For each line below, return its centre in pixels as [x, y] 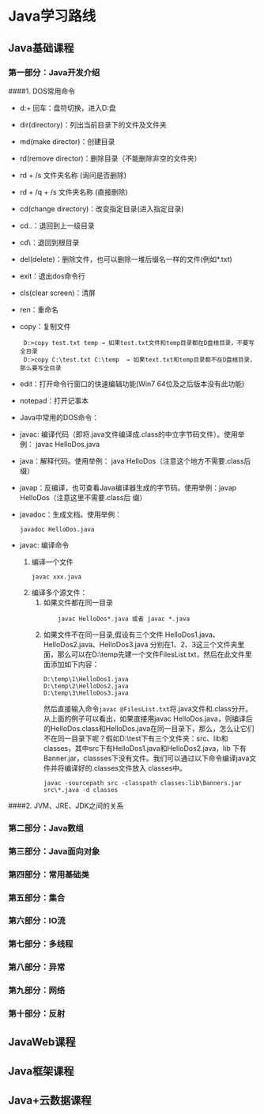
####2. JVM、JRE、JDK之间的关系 [66, 805]
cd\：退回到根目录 [49, 242]
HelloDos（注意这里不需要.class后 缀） [83, 497]
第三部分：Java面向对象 [54, 851]
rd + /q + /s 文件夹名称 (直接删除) [74, 191]
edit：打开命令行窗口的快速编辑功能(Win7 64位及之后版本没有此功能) [132, 384]
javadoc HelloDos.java [57, 529]
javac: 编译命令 [44, 545]
